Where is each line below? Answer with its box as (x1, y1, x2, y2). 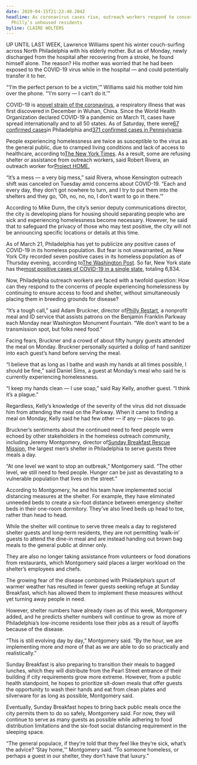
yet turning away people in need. (6, 596, 86, 603)
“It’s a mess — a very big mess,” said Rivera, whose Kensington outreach (6, 174, 183, 181)
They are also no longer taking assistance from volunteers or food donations (6, 553, 191, 560)
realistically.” (6, 650, 37, 657)
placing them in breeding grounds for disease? (6, 296, 119, 303)
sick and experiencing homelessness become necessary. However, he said (6, 217, 188, 224)
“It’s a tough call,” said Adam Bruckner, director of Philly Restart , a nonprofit (6, 307, 188, 314)
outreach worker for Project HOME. (6, 163, 90, 170)
